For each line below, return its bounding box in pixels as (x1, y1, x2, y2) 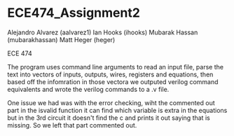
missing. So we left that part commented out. (7, 121, 137, 129)
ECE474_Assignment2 (7, 5, 140, 21)
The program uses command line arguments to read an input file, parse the (7, 62, 224, 71)
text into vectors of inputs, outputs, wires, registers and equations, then (7, 70, 214, 79)
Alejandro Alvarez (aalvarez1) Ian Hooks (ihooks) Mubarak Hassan (7, 28, 198, 36)
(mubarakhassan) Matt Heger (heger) (7, 35, 116, 43)
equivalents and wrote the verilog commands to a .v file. (7, 85, 170, 93)
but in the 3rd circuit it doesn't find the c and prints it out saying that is (7, 114, 210, 122)
